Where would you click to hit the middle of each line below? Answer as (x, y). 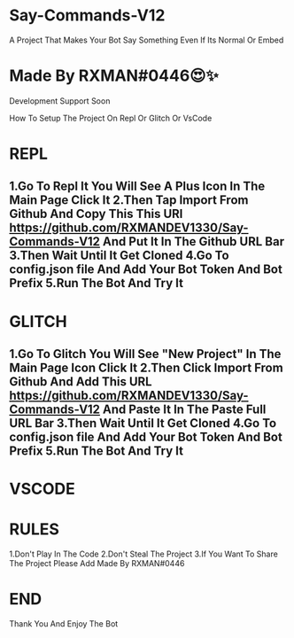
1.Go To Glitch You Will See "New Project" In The (145, 354)
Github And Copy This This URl (96, 214)
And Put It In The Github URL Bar (193, 241)
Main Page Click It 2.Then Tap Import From (129, 200)
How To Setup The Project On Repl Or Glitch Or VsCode (111, 118)
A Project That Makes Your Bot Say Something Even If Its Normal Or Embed (147, 40)
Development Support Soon (60, 101)
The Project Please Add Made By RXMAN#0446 (97, 564)
